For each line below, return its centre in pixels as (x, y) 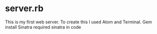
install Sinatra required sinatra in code (43, 27)
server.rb (24, 8)
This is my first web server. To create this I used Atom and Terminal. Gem (78, 22)
